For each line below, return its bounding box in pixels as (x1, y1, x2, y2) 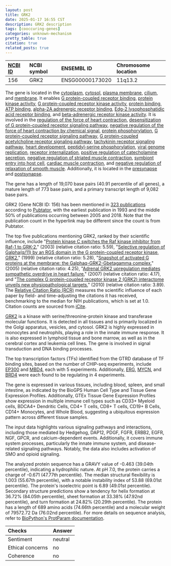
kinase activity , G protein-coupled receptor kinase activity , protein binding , (5, 100, 162, 106)
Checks (8, 527, 27, 534)
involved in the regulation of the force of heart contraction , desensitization (5, 117, 161, 123)
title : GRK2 (5, 12, 31, 17)
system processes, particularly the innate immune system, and (5, 440, 137, 446)
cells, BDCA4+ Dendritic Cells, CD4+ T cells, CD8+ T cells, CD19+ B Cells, (5, 403, 161, 409)
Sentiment (8, 535, 33, 543)
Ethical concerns (8, 544, 48, 551)
